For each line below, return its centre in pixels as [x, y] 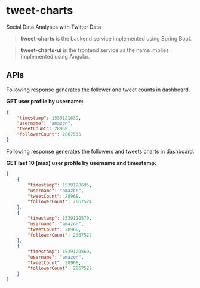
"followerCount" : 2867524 [60, 202]
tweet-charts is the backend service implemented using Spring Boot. [106, 38]
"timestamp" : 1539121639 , [49, 118]
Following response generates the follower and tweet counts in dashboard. [98, 90]
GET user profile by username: [45, 101]
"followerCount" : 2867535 [49, 134]
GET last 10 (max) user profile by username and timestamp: [81, 163]
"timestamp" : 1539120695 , [60, 185]
